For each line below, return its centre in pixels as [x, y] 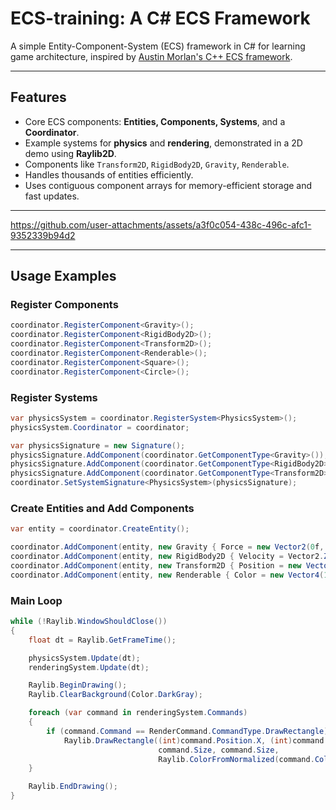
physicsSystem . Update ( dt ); [84, 658]
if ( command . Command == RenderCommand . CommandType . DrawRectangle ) [187, 731]
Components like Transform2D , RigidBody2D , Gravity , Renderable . [157, 164]
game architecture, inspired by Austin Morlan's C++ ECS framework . [151, 56]
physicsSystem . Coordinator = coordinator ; [100, 427]
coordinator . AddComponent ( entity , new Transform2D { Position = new [156, 566]
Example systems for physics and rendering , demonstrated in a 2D [163, 143]
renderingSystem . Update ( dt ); [89, 667]
